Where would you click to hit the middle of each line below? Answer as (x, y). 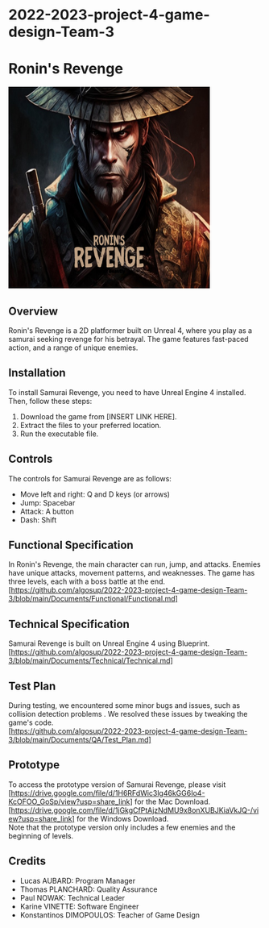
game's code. (31, 722)
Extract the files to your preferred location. (91, 425)
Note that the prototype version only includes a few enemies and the (122, 827)
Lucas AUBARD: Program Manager (77, 880)
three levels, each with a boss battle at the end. (87, 581)
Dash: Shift (38, 520)
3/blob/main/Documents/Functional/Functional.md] (93, 599)
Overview (33, 311)
